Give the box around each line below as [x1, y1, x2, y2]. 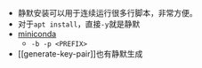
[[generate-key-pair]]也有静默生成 [17, 49, 143, 59]
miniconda [17, 29, 57, 39]
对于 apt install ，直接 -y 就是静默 [17, 19, 141, 29]
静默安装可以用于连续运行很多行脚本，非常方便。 [17, 8, 198, 18]
